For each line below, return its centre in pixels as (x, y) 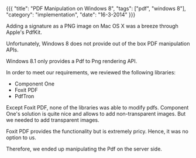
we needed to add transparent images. (53, 120)
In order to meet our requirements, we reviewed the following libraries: (91, 72)
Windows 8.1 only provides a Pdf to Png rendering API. (72, 61)
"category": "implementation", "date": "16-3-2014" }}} (71, 15)
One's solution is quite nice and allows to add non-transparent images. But (96, 114)
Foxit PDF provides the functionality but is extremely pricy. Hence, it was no (97, 131)
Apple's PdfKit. (24, 32)
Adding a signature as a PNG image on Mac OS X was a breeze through (92, 26)
